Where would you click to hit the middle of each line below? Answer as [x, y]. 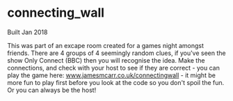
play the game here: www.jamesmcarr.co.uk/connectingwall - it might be [111, 75]
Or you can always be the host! [52, 90]
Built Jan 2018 [27, 32]
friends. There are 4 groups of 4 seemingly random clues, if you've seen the [116, 53]
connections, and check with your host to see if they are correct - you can [114, 68]
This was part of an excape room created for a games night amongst [105, 45]
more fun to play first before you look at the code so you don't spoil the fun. [116, 82]
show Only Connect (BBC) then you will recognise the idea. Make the [106, 60]
